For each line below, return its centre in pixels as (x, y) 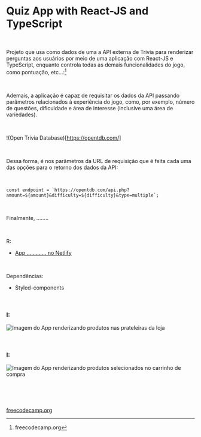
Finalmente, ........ (28, 218)
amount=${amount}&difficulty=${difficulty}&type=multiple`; (83, 195)
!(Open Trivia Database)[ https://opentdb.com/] (64, 138)
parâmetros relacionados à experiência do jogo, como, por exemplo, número (100, 102)
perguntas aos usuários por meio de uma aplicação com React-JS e (90, 58)
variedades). (22, 114)
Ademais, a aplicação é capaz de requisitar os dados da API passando (93, 95)
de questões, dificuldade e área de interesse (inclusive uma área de (90, 108)
